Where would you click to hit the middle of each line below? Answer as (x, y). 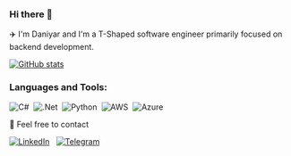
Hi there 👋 (31, 14)
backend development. (51, 47)
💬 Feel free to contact (49, 124)
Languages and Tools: (58, 87)
